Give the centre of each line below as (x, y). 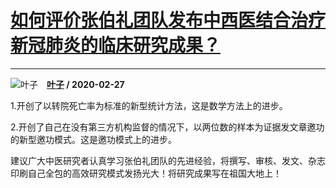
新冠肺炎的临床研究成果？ (116, 45)
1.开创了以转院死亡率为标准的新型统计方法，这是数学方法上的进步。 (149, 105)
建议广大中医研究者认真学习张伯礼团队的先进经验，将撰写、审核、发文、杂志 (168, 160)
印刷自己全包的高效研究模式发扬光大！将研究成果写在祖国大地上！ (146, 173)
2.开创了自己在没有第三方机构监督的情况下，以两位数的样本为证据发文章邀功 (167, 127)
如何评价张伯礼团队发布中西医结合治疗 (168, 20)
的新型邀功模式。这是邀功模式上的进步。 (93, 139)
